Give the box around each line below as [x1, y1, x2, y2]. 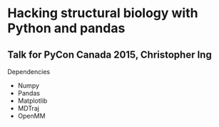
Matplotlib [17, 96, 48, 105]
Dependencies [7, 68, 51, 76]
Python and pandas [7, 20, 126, 36]
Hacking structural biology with [7, 5, 198, 21]
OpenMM [17, 112, 46, 120]
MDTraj [17, 104, 39, 112]
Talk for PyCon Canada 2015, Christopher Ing [7, 49, 212, 61]
